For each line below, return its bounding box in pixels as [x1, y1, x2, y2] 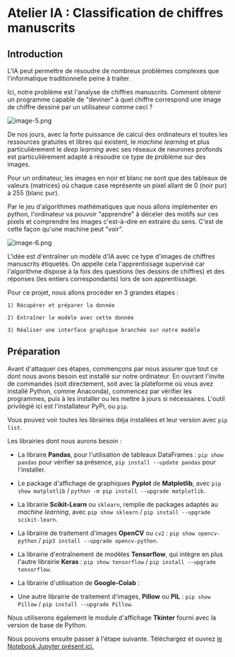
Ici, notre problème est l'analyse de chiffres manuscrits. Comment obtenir [7, 88, 222, 96]
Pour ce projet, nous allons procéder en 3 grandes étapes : [7, 288, 179, 297]
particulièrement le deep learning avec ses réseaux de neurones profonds [7, 145, 223, 153]
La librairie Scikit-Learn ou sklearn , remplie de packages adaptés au [17, 500, 219, 508]
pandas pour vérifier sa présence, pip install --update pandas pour [17, 458, 217, 466]
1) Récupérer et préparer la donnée [7, 302, 115, 309]
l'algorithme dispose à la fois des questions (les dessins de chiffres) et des [7, 267, 225, 276]
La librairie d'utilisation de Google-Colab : [17, 578, 140, 587]
